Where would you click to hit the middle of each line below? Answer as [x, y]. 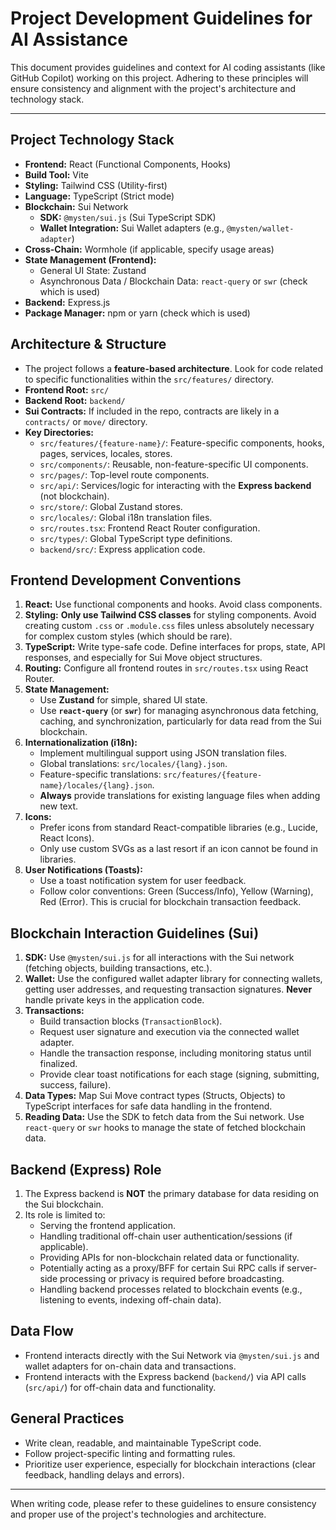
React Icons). [67, 838]
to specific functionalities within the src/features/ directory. [149, 379]
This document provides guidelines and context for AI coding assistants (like [168, 67]
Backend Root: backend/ [75, 400]
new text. [58, 806]
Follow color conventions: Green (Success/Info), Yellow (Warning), [176, 891]
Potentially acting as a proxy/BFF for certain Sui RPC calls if [162, 1268]
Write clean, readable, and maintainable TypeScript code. [143, 1443]
